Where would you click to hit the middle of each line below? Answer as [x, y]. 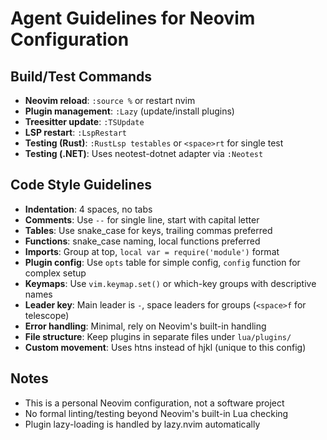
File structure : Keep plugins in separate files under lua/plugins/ [158, 336]
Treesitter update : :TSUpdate [84, 121]
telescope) [47, 315]
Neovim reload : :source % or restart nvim [110, 100]
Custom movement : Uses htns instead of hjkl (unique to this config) [165, 347]
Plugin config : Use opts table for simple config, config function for [162, 262]
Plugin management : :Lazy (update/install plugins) [129, 111]
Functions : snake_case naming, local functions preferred [142, 241]
